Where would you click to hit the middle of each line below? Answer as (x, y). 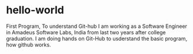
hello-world (35, 10)
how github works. (29, 45)
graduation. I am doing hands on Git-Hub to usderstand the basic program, (97, 38)
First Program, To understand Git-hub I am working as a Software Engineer (96, 26)
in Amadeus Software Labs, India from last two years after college (86, 32)
